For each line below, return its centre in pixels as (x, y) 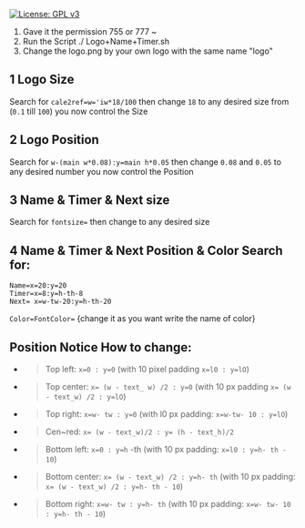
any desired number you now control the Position (102, 171)
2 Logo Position (55, 140)
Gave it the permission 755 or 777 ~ (90, 31)
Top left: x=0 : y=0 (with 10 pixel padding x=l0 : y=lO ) (147, 370)
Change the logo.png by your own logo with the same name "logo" (147, 51)
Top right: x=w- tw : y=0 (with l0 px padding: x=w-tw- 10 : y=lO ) (167, 414)
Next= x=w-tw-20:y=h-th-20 (61, 302)
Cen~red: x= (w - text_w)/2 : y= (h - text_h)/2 (140, 432)
